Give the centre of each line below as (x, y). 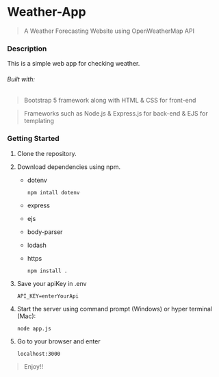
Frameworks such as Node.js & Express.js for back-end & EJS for (116, 114)
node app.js (34, 328)
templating (39, 121)
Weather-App (47, 12)
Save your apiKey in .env (52, 283)
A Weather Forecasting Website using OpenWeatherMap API (109, 31)
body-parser (45, 232)
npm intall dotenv (53, 192)
